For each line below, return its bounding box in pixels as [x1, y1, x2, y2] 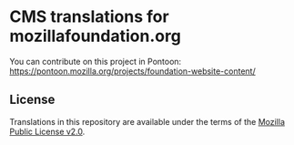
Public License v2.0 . [9, 126, 86, 137]
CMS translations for [9, 6, 170, 27]
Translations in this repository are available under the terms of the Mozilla [9, 116, 285, 127]
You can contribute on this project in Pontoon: [9, 56, 182, 67]
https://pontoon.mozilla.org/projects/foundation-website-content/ [9, 66, 257, 77]
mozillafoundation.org [9, 26, 182, 47]
